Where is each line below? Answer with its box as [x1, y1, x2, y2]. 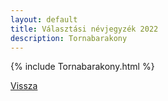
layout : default [10, 14, 78, 25]
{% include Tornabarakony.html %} [10, 61, 155, 73]
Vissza [10, 80, 38, 92]
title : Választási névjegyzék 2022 [10, 24, 159, 34]
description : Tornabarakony [10, 33, 128, 43]
